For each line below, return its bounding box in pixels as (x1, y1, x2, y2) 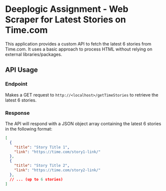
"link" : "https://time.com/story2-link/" (14, 168, 101, 173)
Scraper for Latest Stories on (5, 14, 126, 25)
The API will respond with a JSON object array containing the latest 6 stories (5, 120, 162, 127)
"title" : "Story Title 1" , (14, 144, 70, 149)
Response (5, 109, 30, 116)
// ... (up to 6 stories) (9, 177, 63, 182)
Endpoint (5, 81, 28, 88)
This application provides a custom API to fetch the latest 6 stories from (5, 41, 152, 47)
